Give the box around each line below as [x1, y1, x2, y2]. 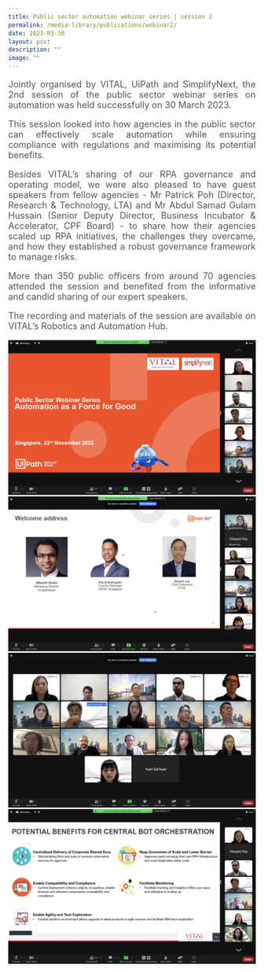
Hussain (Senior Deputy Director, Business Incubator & [8, 210, 256, 221]
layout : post [8, 38, 51, 46]
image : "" [8, 54, 41, 62]
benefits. [8, 149, 46, 160]
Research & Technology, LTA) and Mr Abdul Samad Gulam [8, 200, 256, 211]
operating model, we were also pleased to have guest [8, 179, 256, 190]
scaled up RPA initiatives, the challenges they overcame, [8, 230, 256, 241]
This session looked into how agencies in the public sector [8, 119, 256, 130]
